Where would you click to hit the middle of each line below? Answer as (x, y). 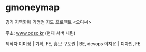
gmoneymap (33, 7)
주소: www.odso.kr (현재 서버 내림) (40, 33)
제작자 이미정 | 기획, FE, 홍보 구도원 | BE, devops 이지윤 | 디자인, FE (73, 44)
